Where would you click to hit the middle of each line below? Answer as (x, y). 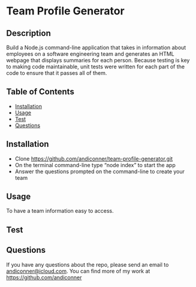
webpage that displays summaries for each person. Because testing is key (98, 60)
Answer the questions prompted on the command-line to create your (99, 171)
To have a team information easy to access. (60, 211)
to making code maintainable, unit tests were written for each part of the (95, 67)
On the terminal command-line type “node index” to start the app (95, 165)
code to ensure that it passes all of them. (57, 73)
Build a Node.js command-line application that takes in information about (96, 47)
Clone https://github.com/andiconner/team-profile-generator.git (94, 158)
